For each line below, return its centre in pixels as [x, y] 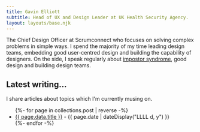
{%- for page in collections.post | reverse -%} [72, 110]
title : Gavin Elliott [33, 12]
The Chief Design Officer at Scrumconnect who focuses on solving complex [100, 40]
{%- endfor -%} [34, 123]
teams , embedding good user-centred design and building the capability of [99, 53]
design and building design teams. [49, 65]
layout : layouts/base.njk [38, 23]
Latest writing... [37, 84]
